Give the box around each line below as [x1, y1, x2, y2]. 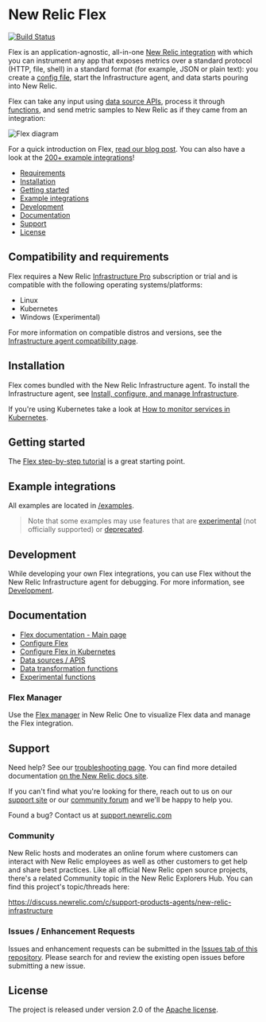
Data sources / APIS [19, 655, 86, 665]
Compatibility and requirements [8, 251, 169, 264]
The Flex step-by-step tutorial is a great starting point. [8, 457, 185, 466]
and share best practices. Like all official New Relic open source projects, [8, 865, 249, 875]
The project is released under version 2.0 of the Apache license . [8, 1005, 218, 1015]
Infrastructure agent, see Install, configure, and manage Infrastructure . [8, 388, 240, 398]
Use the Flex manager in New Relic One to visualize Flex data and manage [8, 710, 251, 720]
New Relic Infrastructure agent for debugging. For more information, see [8, 577, 245, 586]
